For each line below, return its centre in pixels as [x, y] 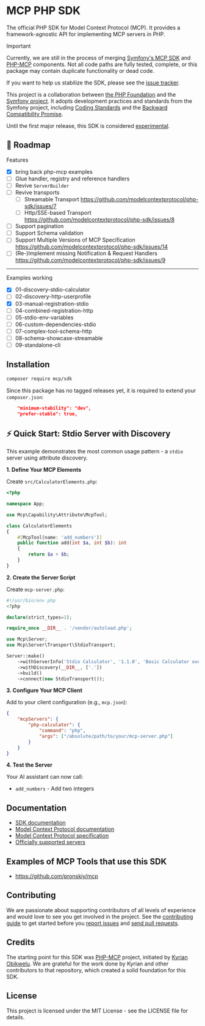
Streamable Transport [52, 199]
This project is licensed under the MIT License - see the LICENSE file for [97, 1011]
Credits [21, 942]
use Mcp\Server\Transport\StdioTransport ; [61, 645]
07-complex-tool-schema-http [54, 331]
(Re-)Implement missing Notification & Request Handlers [86, 253]
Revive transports [37, 192]
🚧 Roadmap [28, 145]
